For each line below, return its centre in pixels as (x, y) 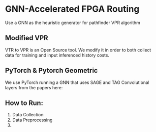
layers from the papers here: (34, 87)
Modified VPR (27, 38)
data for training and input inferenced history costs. (57, 55)
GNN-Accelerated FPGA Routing (72, 9)
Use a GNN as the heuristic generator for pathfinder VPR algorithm (73, 23)
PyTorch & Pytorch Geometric (51, 70)
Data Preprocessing (32, 120)
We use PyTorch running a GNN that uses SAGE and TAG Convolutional (77, 82)
